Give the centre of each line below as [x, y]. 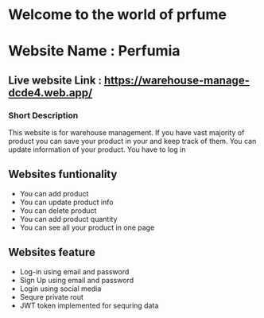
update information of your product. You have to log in [97, 149]
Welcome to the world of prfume [117, 15]
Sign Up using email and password [76, 280]
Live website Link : [55, 80]
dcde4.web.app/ [50, 93]
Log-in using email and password [74, 271]
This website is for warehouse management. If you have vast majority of [126, 133]
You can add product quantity [68, 219]
